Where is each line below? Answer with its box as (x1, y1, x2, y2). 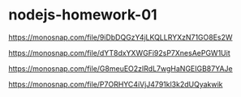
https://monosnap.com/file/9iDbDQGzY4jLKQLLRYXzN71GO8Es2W (8, 32, 233, 42)
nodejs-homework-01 (8, 6, 157, 24)
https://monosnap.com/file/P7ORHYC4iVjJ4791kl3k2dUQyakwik (8, 79, 223, 89)
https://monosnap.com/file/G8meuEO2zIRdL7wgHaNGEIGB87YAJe (8, 63, 233, 74)
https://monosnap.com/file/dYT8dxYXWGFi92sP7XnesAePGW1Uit (8, 48, 230, 57)
